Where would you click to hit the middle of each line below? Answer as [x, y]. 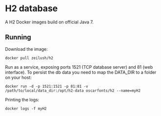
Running [18, 37]
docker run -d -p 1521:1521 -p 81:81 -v [47, 86]
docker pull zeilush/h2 [29, 58]
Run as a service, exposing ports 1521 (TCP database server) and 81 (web [79, 67]
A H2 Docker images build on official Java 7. [49, 22]
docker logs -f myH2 [26, 108]
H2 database [31, 9]
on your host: [18, 77]
